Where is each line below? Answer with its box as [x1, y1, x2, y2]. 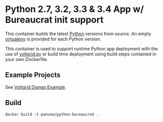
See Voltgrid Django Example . [5, 84, 66, 90]
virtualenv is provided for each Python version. [5, 36, 101, 42]
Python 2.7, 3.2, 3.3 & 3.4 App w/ [5, 3, 144, 15]
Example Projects [5, 71, 61, 79]
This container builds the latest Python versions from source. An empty [5, 30, 152, 36]
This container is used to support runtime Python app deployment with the [5, 45, 158, 51]
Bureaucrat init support [5, 14, 104, 25]
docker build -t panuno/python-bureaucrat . [5, 111, 99, 117]
